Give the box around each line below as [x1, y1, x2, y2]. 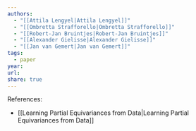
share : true [7, 75, 42, 83]
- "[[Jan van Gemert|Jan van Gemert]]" [13, 43, 131, 50]
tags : [7, 50, 23, 57]
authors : [7, 10, 33, 18]
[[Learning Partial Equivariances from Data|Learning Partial [17, 108, 189, 117]
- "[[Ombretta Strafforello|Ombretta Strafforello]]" [13, 23, 175, 30]
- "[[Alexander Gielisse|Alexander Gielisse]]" [13, 37, 157, 44]
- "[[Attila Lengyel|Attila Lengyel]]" [13, 17, 131, 24]
